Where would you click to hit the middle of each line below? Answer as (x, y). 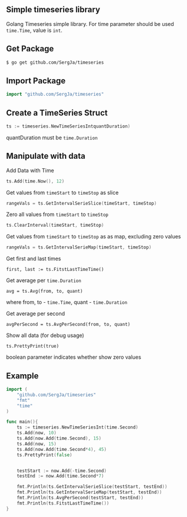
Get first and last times (34, 258)
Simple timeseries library (53, 10)
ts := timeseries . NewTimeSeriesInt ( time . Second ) (78, 427)
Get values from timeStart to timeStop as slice (63, 192)
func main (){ (22, 422)
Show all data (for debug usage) (45, 335)
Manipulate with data (46, 156)
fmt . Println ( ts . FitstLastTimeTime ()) (63, 503)
